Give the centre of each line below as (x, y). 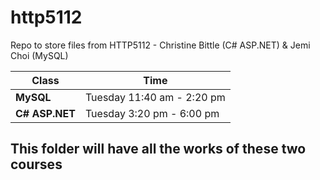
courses (36, 164)
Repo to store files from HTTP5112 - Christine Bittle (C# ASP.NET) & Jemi (160, 45)
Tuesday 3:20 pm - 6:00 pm (152, 113)
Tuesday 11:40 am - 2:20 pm (155, 97)
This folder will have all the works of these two (158, 149)
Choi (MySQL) (39, 55)
